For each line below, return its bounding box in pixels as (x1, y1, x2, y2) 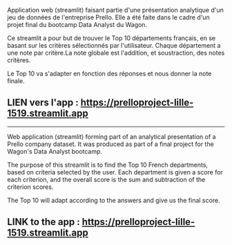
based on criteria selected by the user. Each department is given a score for (7, 167, 223, 176)
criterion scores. (7, 183, 54, 191)
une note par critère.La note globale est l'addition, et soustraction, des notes (7, 48, 225, 57)
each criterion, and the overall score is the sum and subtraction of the (7, 175, 206, 183)
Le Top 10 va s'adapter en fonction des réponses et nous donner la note (7, 69, 212, 78)
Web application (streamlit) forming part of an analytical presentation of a (7, 132, 216, 140)
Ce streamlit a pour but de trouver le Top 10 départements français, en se (7, 34, 216, 42)
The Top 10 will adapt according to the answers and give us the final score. (7, 196, 220, 204)
